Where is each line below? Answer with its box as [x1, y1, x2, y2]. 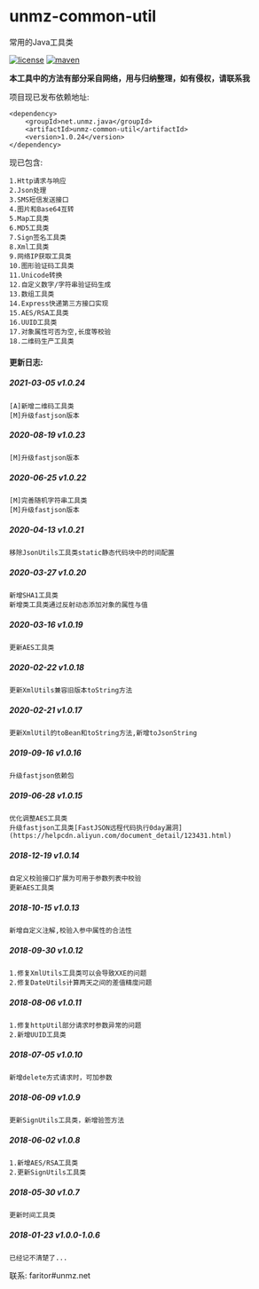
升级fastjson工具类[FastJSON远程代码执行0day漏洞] [9, 824, 184, 833]
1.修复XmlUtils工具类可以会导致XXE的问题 [9, 969, 147, 978]
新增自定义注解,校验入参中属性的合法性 [9, 926, 133, 936]
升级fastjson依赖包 [9, 771, 75, 780]
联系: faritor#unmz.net [9, 1269, 91, 1280]
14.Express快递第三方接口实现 [9, 299, 109, 308]
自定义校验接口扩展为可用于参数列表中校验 [9, 874, 142, 883]
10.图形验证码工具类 [9, 261, 75, 270]
